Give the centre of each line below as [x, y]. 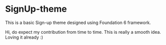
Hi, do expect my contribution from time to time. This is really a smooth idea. [83, 32]
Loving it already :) [24, 37]
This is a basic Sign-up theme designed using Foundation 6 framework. [78, 22]
